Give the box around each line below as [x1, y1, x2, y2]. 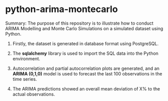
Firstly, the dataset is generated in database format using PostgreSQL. [12, 40, 159, 46]
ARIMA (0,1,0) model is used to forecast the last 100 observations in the [12, 70, 162, 76]
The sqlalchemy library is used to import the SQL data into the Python [12, 50, 159, 56]
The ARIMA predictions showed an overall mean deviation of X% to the [12, 85, 160, 91]
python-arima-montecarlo [5, 4, 118, 15]
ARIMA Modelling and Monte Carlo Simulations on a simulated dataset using [5, 25, 163, 31]
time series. [12, 76, 37, 82]
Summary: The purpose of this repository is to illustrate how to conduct [5, 20, 154, 26]
